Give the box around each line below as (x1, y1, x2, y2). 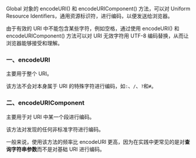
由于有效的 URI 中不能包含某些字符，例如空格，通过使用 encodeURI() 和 (6, 25, 180, 32)
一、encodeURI (6, 55, 50, 63)
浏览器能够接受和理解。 (6, 40, 63, 46)
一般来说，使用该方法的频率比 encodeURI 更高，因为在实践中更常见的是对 (6, 138, 185, 145)
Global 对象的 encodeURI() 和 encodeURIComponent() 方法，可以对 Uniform (6, 5, 191, 12)
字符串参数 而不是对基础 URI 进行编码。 (11, 146, 106, 153)
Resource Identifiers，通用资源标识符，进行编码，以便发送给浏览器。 (6, 12, 173, 19)
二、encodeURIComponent (6, 99, 85, 107)
